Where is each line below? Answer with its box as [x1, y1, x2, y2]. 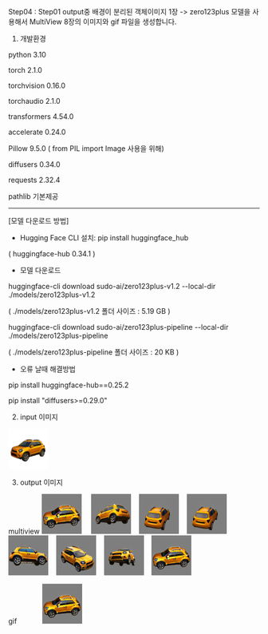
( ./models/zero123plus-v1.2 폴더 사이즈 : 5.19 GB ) [8, 307, 171, 315]
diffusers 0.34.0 [8, 160, 61, 169]
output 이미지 [19, 477, 64, 487]
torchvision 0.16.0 [8, 81, 66, 90]
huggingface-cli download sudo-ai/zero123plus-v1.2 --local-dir [8, 282, 216, 291]
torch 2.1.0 [8, 65, 42, 74]
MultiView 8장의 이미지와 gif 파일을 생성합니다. [29, 17, 177, 26]
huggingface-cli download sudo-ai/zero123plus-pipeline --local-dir [8, 323, 229, 331]
